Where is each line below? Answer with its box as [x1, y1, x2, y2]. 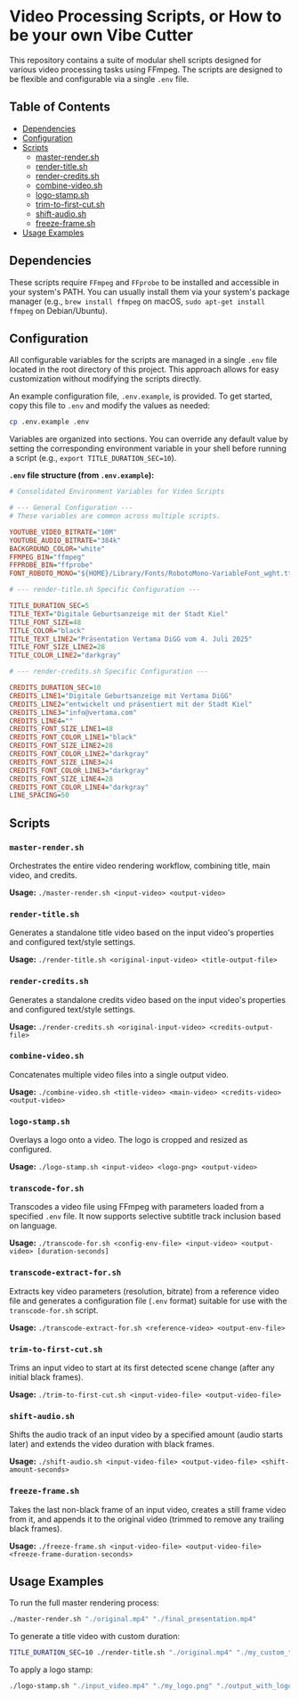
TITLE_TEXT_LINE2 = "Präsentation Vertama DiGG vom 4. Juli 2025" [9, 635, 253, 644]
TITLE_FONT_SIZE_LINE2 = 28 [9, 643, 105, 652]
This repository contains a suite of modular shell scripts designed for [9, 54, 262, 65]
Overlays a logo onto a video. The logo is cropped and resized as [9, 1135, 248, 1145]
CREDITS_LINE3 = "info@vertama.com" [9, 708, 138, 717]
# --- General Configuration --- [9, 504, 133, 513]
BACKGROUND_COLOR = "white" [9, 544, 105, 554]
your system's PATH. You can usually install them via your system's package [9, 286, 290, 297]
